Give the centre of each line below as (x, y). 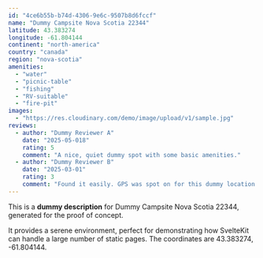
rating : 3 (39, 177)
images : (21, 111)
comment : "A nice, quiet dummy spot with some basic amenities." (132, 155)
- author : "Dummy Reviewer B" (65, 163)
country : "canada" (38, 52)
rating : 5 (39, 148)
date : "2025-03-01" (54, 170)
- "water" (31, 74)
